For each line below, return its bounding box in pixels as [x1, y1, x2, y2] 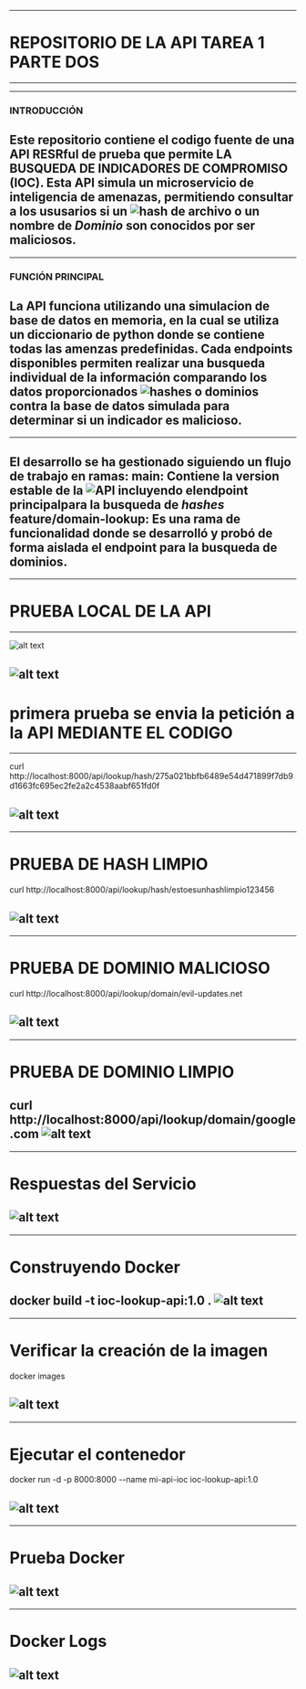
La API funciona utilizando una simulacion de [9, 298, 270, 313]
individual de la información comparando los [9, 369, 268, 385]
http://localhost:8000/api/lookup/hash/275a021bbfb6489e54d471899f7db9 [9, 771, 294, 782]
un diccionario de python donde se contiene [9, 326, 266, 343]
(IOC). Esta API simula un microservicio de [9, 175, 255, 191]
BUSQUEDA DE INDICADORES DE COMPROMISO [9, 161, 289, 176]
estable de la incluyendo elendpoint [9, 482, 249, 498]
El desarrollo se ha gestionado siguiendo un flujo [9, 454, 291, 470]
